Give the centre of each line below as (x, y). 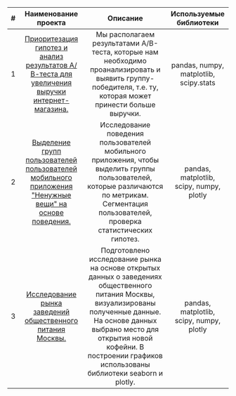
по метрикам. (125, 195)
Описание (125, 18)
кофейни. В (125, 347)
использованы (125, 364)
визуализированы (125, 303)
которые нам (137, 52)
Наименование (51, 14)
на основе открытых (125, 268)
